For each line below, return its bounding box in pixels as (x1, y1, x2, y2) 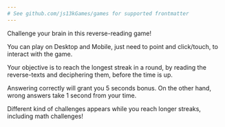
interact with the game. (7, 50, 73, 58)
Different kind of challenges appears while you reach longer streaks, (7, 104, 202, 113)
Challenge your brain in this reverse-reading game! (7, 29, 152, 37)
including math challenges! (7, 112, 84, 120)
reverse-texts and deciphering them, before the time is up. (7, 70, 173, 79)
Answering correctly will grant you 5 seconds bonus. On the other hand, (7, 84, 212, 92)
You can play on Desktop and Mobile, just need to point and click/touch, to (7, 42, 219, 50)
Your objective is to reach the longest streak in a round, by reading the (7, 63, 206, 71)
